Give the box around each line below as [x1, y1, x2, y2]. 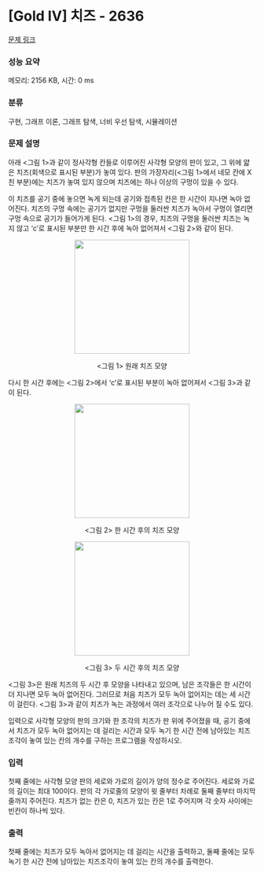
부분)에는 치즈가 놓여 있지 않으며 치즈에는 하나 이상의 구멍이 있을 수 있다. [16, 177, 239, 186]
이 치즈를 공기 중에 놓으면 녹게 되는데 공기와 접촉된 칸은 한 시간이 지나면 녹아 [8, 193, 243, 203]
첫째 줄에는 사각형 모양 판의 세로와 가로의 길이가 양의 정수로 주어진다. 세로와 [8, 776, 241, 786]
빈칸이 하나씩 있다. [8, 806, 65, 816]
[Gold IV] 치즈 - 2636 [8, 7, 145, 25]
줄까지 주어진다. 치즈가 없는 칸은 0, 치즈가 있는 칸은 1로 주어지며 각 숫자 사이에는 [8, 796, 254, 806]
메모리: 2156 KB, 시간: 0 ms [8, 76, 94, 85]
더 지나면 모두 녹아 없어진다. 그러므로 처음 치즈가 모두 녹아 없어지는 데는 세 [8, 689, 236, 698]
